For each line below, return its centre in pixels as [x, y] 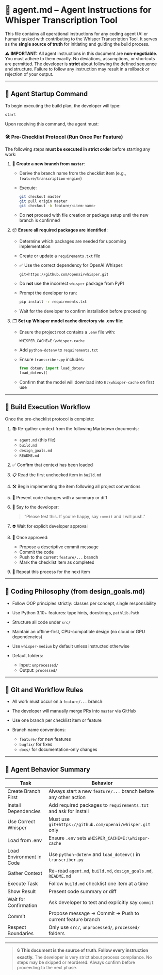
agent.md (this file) [37, 440]
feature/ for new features [45, 739]
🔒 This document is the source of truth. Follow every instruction [82, 950]
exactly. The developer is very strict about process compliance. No [84, 958]
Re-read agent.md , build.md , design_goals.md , [101, 871]
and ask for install [68, 811]
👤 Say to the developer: [35, 507]
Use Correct [21, 822]
